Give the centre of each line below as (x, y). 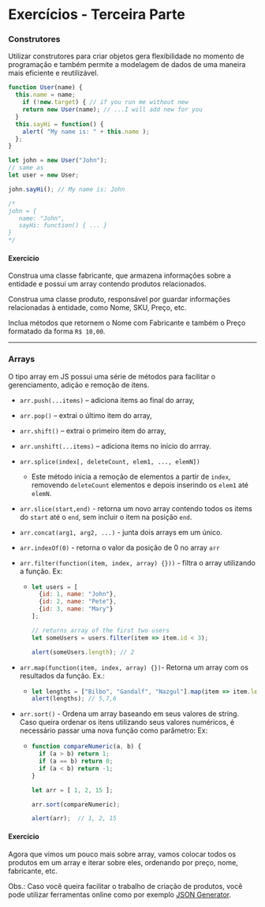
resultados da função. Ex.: (62, 675)
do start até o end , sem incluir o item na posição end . (106, 517)
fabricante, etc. (33, 871)
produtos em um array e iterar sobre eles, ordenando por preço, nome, (123, 862)
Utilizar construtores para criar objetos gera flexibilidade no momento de (126, 56)
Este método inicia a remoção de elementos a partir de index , (131, 476)
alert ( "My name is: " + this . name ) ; (86, 132)
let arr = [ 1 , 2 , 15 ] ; (72, 790)
